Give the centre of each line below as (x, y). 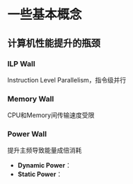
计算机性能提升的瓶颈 (54, 43)
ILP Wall (21, 63)
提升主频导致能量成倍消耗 (45, 151)
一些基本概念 (45, 15)
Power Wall (27, 134)
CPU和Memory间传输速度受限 (51, 115)
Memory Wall (31, 99)
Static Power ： (40, 174)
